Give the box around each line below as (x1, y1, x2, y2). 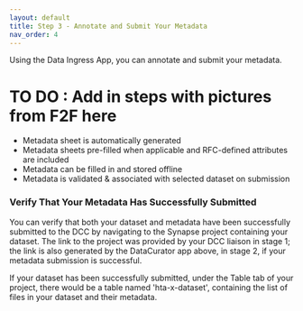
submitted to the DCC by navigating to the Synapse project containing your (9, 226, 289, 237)
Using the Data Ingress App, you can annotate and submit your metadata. (9, 55, 282, 66)
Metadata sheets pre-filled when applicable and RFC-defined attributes (22, 145, 289, 156)
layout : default (9, 13, 70, 23)
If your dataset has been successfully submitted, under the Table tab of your (9, 272, 294, 283)
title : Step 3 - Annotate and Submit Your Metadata (9, 22, 207, 31)
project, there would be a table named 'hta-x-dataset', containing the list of (9, 281, 289, 293)
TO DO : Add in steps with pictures (9, 87, 272, 106)
